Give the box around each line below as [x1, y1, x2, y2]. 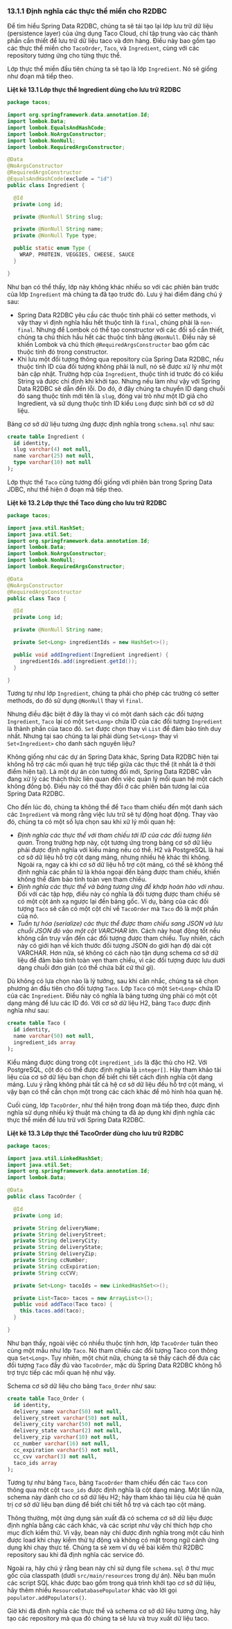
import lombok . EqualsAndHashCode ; [7, 124, 107, 131]
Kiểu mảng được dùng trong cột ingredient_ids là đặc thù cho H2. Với [7, 1058, 208, 1066]
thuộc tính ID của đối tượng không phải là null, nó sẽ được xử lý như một [17, 362, 223, 370]
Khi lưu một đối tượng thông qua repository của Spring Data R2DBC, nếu [17, 354, 224, 363]
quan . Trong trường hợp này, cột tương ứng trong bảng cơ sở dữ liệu [17, 838, 213, 847]
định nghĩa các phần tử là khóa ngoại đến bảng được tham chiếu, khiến [17, 868, 220, 876]
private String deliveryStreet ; [13, 1231, 107, 1238]
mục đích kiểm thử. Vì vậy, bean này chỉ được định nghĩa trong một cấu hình [7, 1529, 224, 1537]
